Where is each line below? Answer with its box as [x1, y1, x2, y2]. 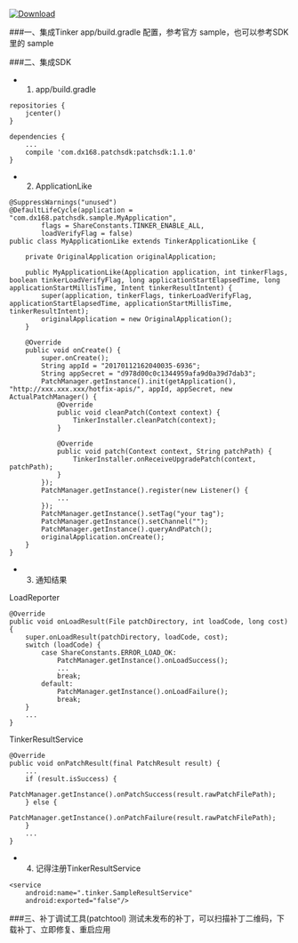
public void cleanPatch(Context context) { [56, 408, 221, 417]
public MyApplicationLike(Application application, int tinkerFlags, [25, 268, 289, 277]
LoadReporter [9, 592, 60, 602]
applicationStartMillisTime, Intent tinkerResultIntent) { [9, 284, 233, 293]
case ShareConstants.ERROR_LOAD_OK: [41, 649, 177, 657]
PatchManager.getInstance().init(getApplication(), [41, 377, 238, 386]
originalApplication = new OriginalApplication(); [41, 315, 233, 324]
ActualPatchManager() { [9, 392, 98, 401]
